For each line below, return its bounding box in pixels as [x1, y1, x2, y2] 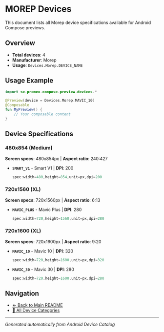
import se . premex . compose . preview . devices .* [5, 89, 97, 94]
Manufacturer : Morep [12, 57, 57, 63]
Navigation [5, 289, 39, 297]
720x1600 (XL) [5, 228, 41, 234]
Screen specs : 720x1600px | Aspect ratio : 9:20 [5, 238, 102, 245]
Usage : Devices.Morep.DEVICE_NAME [12, 62, 83, 68]
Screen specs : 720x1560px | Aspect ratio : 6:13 [5, 197, 101, 203]
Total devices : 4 [12, 52, 45, 58]
